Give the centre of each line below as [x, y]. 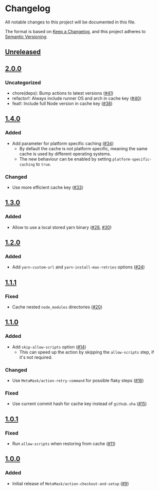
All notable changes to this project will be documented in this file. [71, 22]
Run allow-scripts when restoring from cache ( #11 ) [64, 444]
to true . [44, 164]
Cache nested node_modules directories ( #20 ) [57, 307]
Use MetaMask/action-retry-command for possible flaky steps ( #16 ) [78, 381]
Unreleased [23, 52]
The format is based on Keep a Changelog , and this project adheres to [75, 31]
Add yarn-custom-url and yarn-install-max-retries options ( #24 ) [78, 267]
